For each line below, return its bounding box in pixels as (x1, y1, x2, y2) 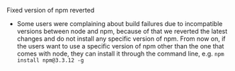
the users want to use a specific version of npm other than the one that (16, 42, 224, 50)
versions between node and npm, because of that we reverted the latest (16, 27, 228, 35)
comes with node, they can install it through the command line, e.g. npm (16, 49, 224, 58)
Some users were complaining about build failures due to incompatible (16, 20, 223, 27)
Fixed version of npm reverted (6, 6, 95, 14)
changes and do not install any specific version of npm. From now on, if (16, 34, 226, 43)
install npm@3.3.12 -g (16, 57, 84, 64)
